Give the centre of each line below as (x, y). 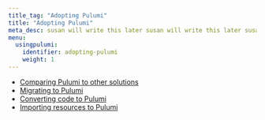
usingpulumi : (37, 45)
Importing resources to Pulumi (69, 107)
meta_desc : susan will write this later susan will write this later (125, 30)
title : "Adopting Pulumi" (50, 23)
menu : (17, 37)
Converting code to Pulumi (63, 99)
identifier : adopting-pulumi (70, 52)
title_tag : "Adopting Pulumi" (58, 15)
